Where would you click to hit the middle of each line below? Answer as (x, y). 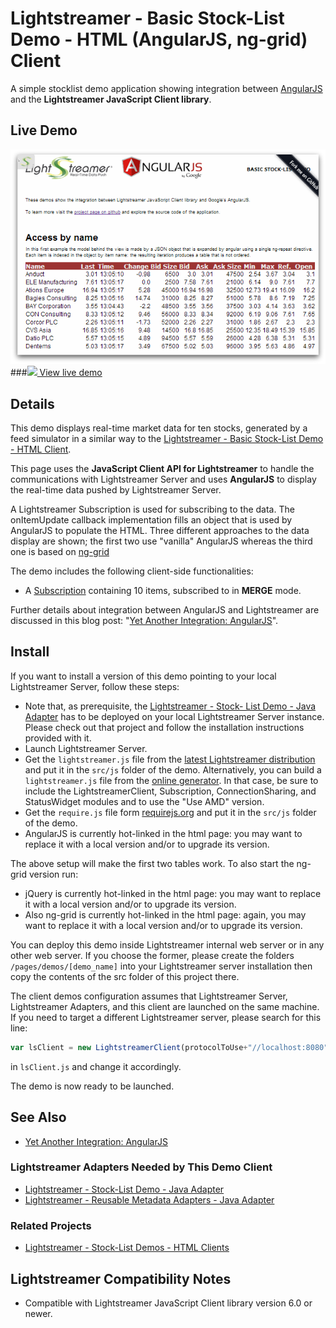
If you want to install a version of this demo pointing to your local (143, 676)
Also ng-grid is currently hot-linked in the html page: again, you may (165, 914)
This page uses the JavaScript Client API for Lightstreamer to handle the (162, 469)
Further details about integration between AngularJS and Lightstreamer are (165, 610)
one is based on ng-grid (60, 552)
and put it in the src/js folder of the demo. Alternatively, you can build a (173, 769)
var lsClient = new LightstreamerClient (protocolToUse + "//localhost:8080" (169, 1047)
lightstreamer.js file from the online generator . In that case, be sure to (171, 780)
